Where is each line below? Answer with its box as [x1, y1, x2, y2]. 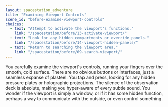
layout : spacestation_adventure [5, 7, 73, 13]
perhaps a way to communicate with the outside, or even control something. [5, 95, 163, 101]
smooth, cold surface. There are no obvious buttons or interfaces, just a [5, 69, 154, 75]
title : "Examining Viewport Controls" [5, 12, 87, 17]
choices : [5, 21, 24, 27]
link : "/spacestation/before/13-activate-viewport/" [14, 31, 127, 36]
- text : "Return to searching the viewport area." [10, 45, 118, 50]
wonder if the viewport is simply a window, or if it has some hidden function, [5, 90, 163, 96]
